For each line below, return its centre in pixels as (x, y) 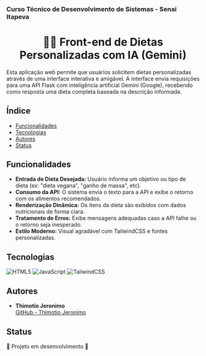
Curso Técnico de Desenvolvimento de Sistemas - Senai (91, 9)
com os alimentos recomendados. (58, 199)
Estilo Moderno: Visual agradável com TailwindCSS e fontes (91, 231)
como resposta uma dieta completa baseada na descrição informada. (94, 91)
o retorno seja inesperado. (49, 225)
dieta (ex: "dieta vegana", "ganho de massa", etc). (78, 186)
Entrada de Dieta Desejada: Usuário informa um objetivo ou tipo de (101, 179)
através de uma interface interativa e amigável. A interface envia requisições (103, 78)
